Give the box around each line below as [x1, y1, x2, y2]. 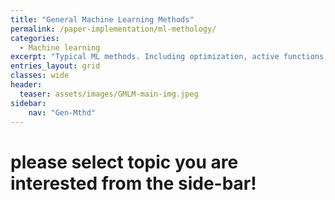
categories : [10, 33, 60, 43]
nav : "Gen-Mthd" [28, 107, 97, 118]
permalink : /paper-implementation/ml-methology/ [10, 24, 217, 34]
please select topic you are [10, 151, 239, 173]
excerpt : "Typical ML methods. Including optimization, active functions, [10, 52, 329, 62]
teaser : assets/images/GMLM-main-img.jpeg [19, 89, 199, 99]
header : [10, 80, 43, 90]
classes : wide [10, 71, 70, 81]
